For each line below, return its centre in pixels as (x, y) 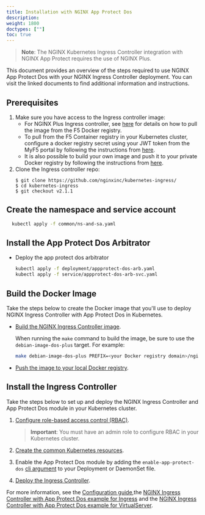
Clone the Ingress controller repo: (57, 169)
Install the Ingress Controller (62, 387)
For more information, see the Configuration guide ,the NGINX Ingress (94, 492)
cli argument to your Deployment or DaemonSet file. (91, 469)
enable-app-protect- (168, 462)
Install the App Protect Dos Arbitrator (78, 243)
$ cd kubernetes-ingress (47, 186)
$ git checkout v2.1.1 (44, 191)
